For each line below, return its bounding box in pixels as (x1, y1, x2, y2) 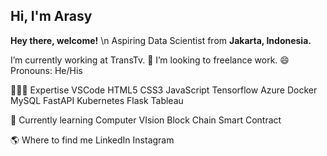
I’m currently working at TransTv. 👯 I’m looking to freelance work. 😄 (10, 54, 290, 66)
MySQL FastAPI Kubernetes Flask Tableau (10, 94, 184, 106)
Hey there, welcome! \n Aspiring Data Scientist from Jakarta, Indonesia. (10, 34, 312, 46)
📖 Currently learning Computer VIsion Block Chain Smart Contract (10, 114, 282, 126)
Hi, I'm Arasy (10, 8, 93, 25)
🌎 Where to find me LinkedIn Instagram (10, 134, 175, 146)
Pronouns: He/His (10, 64, 83, 76)
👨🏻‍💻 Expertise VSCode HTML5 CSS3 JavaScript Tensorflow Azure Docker (10, 84, 318, 96)
